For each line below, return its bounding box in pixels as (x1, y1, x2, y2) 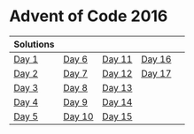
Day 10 (63, 110, 94, 123)
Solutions (13, 38, 55, 50)
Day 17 (141, 67, 172, 79)
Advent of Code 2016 (9, 6, 168, 26)
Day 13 (101, 81, 133, 93)
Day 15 (101, 110, 133, 123)
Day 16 (141, 53, 172, 65)
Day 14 (101, 95, 133, 108)
